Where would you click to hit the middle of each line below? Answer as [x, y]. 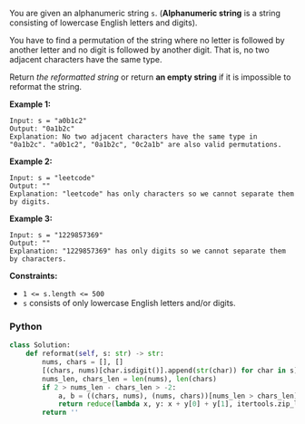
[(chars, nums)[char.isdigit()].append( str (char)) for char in [164, 371]
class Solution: [40, 345]
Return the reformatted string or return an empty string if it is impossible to [150, 77]
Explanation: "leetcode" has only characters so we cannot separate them [152, 194]
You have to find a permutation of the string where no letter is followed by [147, 40]
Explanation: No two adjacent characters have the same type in [133, 137]
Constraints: [34, 276]
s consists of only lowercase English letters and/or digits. [129, 303]
